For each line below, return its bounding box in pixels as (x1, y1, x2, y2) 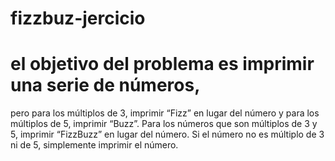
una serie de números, (10, 74, 201, 97)
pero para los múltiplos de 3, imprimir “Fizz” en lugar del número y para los (10, 107, 320, 119)
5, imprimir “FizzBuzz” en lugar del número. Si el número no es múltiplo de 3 (10, 128, 325, 141)
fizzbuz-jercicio (10, 7, 146, 30)
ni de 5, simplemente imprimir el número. (10, 139, 179, 151)
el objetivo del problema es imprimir (10, 53, 315, 76)
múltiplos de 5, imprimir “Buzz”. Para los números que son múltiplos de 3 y (10, 118, 318, 130)
